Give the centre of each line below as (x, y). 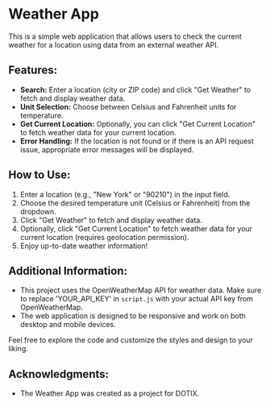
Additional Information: (68, 271)
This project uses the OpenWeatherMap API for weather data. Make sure (141, 290)
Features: (33, 70)
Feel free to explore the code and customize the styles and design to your (131, 340)
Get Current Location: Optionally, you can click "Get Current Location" (138, 124)
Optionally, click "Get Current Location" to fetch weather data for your (136, 228)
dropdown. (38, 211)
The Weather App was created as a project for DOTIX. (110, 394)
